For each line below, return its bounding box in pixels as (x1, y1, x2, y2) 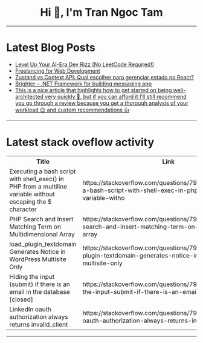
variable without (9, 190, 56, 198)
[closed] (9, 295, 33, 304)
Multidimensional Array (9, 230, 76, 238)
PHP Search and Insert (9, 215, 74, 223)
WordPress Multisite (9, 255, 66, 263)
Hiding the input (9, 272, 55, 281)
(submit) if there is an (9, 280, 71, 288)
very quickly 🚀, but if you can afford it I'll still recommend (45, 93, 187, 100)
